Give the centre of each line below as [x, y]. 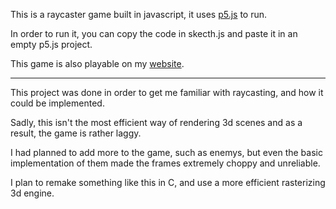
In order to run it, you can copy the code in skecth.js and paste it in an [154, 33]
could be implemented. [57, 103]
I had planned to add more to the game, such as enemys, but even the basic [166, 152]
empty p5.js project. [51, 44]
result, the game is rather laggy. [76, 133]
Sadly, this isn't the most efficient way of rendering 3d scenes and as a [156, 122]
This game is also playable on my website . [97, 63]
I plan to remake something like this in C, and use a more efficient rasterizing [168, 182]
